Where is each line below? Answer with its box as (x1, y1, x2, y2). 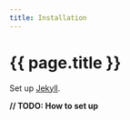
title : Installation (9, 13, 88, 23)
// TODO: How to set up (9, 100, 98, 111)
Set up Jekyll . (9, 83, 61, 94)
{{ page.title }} (9, 52, 122, 73)
